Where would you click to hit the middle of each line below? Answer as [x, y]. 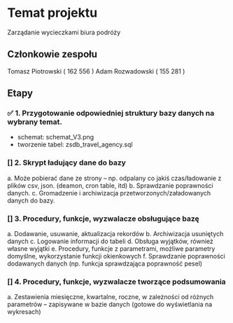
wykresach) [24, 312]
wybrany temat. [35, 122]
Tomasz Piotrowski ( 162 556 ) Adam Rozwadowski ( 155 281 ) [96, 71]
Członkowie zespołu [52, 54]
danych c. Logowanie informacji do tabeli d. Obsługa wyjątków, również [110, 241]
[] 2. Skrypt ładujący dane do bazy [66, 163]
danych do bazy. [31, 200]
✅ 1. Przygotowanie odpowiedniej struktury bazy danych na [111, 114]
